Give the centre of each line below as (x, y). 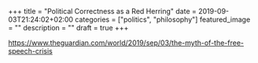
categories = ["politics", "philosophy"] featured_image (162, 19)
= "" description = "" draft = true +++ (68, 28)
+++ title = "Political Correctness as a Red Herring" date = (102, 11)
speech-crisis (30, 51)
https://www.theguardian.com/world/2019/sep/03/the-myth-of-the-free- (126, 43)
